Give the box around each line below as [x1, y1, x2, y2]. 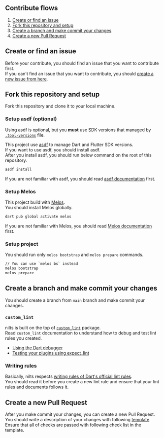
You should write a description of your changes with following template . [5, 416, 151, 422]
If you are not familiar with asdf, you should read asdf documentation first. [5, 176, 156, 182]
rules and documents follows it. [5, 384, 69, 390]
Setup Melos [5, 188, 36, 195]
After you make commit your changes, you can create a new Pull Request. [5, 411, 155, 417]
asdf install [5, 167, 32, 172]
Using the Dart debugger [12, 345, 63, 351]
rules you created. [5, 335, 42, 341]
